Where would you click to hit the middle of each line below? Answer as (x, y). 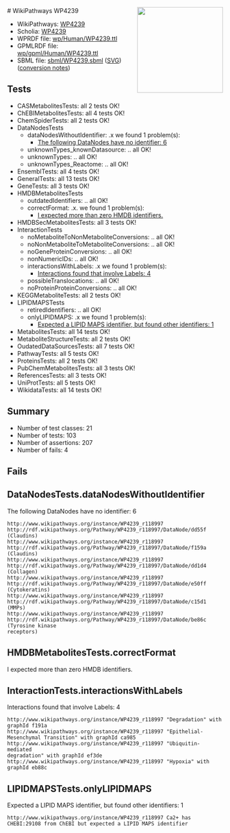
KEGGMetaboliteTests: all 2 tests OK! (69, 295)
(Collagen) (23, 572)
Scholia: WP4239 (41, 31)
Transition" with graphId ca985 (90, 738)
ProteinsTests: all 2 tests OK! (57, 361)
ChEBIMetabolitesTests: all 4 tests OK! (71, 113)
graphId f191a (27, 726)
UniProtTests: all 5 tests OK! (56, 383)
